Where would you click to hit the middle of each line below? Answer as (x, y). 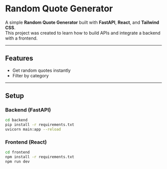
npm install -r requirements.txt (40, 157)
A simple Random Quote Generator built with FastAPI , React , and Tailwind (82, 22)
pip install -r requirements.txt (40, 125)
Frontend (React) (26, 142)
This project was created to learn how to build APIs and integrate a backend (83, 33)
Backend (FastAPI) (28, 110)
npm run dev (17, 162)
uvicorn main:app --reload (33, 129)
